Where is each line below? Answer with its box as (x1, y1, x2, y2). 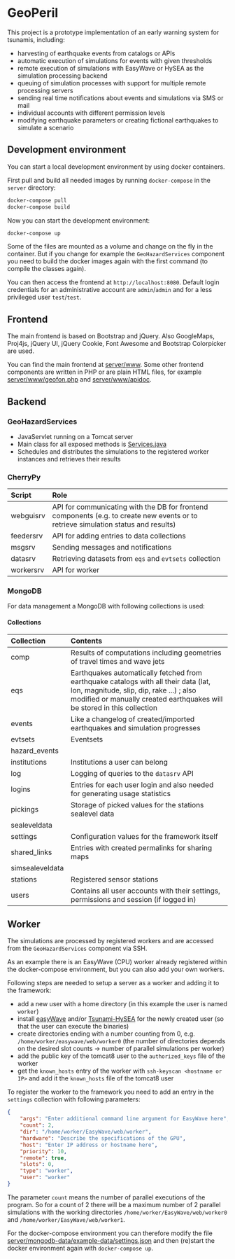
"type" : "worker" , (20, 1167, 73, 1174)
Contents (71, 636, 103, 646)
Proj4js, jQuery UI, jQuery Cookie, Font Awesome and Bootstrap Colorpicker (7, 340, 227, 348)
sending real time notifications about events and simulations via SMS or (17, 93, 224, 102)
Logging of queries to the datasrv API (71, 768, 194, 778)
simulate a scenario (17, 123, 74, 132)
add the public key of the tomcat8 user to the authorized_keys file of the (17, 1052, 226, 1060)
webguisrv (10, 511, 45, 521)
